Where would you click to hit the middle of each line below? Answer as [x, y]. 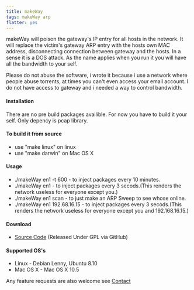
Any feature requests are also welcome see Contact [68, 281]
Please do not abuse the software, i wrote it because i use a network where [97, 75]
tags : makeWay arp [28, 17]
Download [19, 224]
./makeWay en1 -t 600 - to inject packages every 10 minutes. [87, 179]
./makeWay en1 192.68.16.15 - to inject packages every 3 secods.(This [98, 204]
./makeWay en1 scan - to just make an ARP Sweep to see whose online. [100, 198]
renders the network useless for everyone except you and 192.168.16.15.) [101, 210]
